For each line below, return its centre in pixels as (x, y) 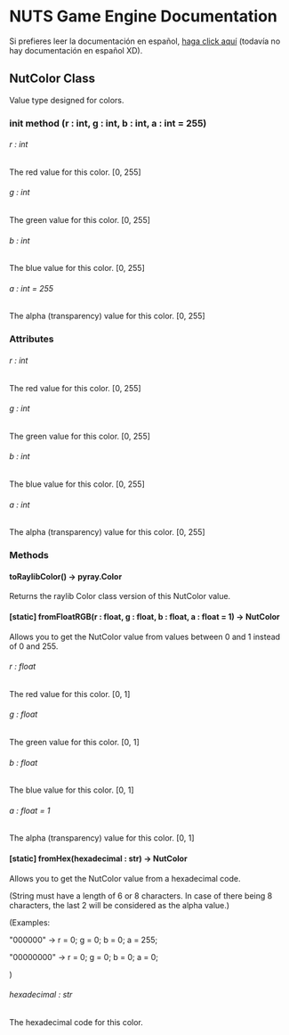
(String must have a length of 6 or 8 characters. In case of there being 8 (141, 895)
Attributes (32, 339)
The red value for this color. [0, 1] (70, 694)
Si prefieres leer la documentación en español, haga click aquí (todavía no (145, 41)
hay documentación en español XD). (76, 50)
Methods (29, 555)
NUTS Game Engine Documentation (143, 16)
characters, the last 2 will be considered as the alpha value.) (119, 905)
